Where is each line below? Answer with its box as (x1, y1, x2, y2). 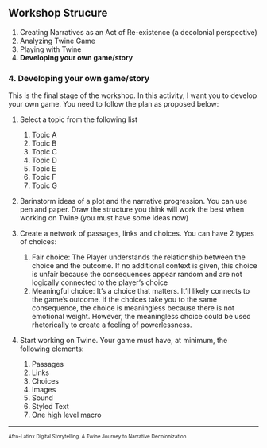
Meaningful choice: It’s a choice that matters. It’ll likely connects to (31, 286, 250, 296)
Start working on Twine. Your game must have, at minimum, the (19, 336, 228, 345)
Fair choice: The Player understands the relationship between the (31, 252, 246, 262)
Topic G (31, 181, 58, 190)
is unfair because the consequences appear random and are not (31, 270, 242, 279)
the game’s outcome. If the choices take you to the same (31, 294, 217, 305)
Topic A (31, 131, 57, 140)
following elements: (19, 344, 84, 353)
